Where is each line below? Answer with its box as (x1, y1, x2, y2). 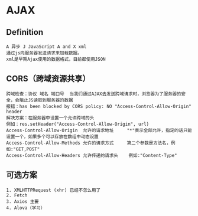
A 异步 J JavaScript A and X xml (6, 44, 87, 50)
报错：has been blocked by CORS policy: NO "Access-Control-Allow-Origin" (6, 103, 191, 109)
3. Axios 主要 (6, 198, 40, 204)
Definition (6, 27, 43, 37)
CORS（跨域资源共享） (6, 74, 90, 84)
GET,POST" (15, 146, 40, 152)
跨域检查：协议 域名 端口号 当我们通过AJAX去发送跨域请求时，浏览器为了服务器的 (6, 91, 181, 97)
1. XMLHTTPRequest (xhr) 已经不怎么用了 (6, 187, 101, 193)
